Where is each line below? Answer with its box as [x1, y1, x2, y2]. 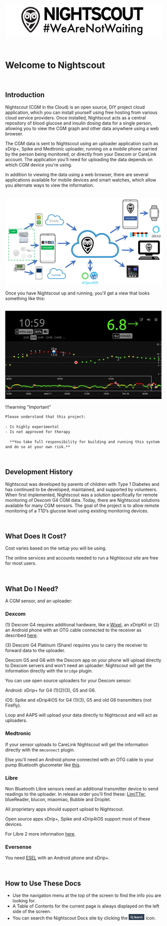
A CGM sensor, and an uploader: [5, 598, 72, 604]
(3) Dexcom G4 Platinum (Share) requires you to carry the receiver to [5, 642, 147, 648]
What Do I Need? [5, 584, 58, 593]
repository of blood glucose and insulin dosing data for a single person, [5, 120, 152, 126]
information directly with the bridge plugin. [5, 668, 93, 674]
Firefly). [5, 702, 21, 709]
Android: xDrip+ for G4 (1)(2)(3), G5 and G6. [5, 687, 96, 694]
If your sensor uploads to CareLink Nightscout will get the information [5, 741, 148, 747]
